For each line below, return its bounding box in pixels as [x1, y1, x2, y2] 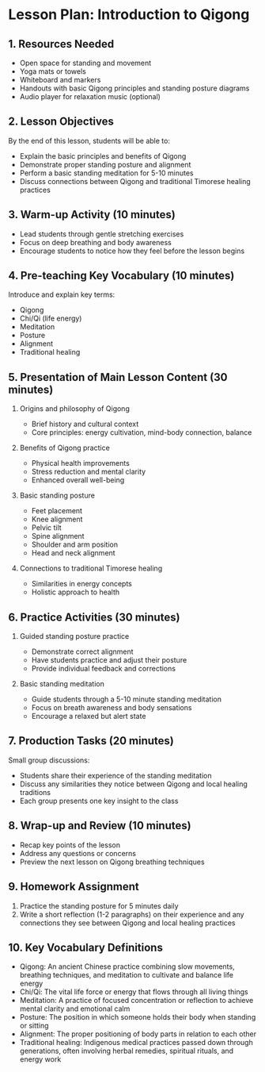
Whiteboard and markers [19, 75, 101, 84]
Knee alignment [31, 514, 83, 524]
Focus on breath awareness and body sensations [31, 703, 192, 713]
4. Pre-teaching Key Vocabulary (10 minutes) [8, 269, 235, 282]
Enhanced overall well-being [31, 475, 125, 485]
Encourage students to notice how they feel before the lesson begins [19, 246, 245, 256]
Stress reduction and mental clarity [31, 467, 146, 477]
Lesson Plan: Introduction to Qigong [8, 6, 250, 24]
